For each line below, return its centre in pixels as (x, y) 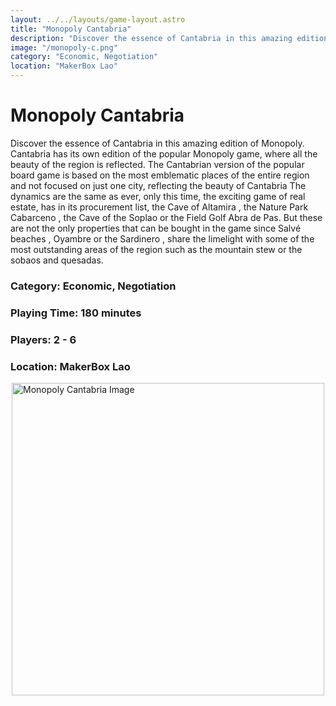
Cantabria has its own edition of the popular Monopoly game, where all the (164, 153)
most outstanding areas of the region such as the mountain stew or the (156, 249)
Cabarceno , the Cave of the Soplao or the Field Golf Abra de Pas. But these (166, 217)
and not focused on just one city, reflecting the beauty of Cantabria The (158, 185)
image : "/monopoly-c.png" (64, 47)
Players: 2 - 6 (43, 339)
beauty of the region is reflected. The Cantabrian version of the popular (157, 164)
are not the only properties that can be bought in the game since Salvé (156, 228)
